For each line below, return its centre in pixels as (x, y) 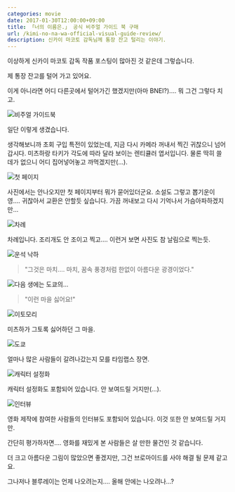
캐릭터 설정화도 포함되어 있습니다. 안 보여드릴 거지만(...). (84, 389)
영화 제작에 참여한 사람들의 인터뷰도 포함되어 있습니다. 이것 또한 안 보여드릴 (110, 419)
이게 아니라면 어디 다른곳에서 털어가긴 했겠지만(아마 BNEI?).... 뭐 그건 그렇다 (112, 91)
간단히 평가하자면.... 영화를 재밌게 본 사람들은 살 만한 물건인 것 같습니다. (105, 443)
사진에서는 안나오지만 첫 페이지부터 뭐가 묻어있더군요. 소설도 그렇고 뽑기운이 (111, 192)
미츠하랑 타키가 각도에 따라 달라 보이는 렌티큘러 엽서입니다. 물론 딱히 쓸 (125, 153)
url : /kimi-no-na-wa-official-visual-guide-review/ (84, 33)
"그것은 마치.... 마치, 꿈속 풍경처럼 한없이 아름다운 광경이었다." (109, 270)
